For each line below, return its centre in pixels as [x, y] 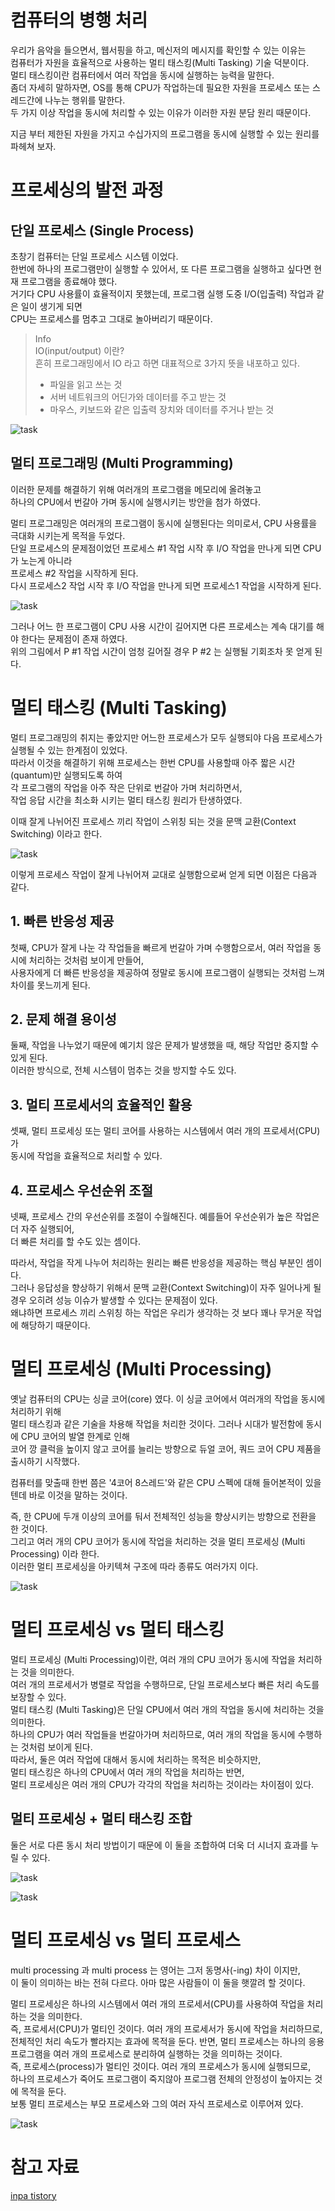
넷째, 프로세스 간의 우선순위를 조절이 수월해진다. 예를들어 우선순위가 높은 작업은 [165, 1216]
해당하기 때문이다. [55, 1325]
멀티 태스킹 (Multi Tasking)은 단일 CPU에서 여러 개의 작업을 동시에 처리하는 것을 [167, 1709]
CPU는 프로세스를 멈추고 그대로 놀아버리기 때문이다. [111, 318]
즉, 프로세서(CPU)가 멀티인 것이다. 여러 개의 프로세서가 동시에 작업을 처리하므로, [166, 2028]
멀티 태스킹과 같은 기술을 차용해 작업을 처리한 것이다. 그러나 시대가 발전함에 [157, 1423]
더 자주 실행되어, [42, 1228]
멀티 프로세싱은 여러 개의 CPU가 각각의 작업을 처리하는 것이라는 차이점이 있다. [162, 1784]
